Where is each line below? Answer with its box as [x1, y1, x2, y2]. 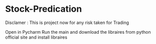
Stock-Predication [5, 3, 82, 15]
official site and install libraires [5, 34, 67, 40]
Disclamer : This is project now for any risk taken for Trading [5, 20, 130, 25]
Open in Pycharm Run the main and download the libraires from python [5, 29, 151, 35]
